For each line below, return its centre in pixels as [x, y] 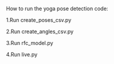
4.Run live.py [22, 55]
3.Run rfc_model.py [30, 43]
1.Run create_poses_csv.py [39, 20]
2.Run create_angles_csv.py [40, 31]
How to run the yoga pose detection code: [57, 9]
